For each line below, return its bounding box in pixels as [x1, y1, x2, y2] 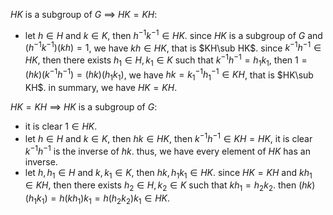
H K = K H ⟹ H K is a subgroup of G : [10, 101, 158, 113]
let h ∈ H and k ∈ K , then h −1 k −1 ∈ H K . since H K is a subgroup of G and [24, 28, 323, 41]
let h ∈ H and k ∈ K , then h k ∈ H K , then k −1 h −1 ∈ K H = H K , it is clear [24, 131, 313, 144]
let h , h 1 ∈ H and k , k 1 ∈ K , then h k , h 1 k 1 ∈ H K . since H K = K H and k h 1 [24, 166, 313, 181]
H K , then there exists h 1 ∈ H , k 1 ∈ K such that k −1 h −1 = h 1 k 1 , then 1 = [24, 52, 308, 68]
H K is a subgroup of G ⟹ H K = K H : [10, 9, 158, 20]
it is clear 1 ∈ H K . [24, 120, 98, 133]
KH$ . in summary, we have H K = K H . [24, 82, 178, 94]
